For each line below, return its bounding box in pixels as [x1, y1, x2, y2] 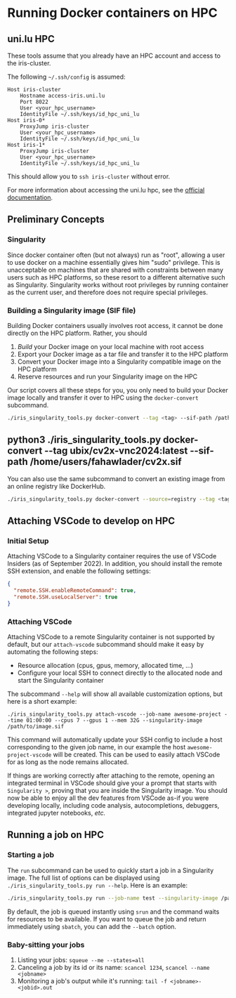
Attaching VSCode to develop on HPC [7, 515, 176, 527]
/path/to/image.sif [7, 723, 65, 730]
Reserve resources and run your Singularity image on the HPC [17, 372, 198, 381]
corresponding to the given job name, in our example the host [7, 743, 186, 751]
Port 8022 [20, 98, 49, 105]
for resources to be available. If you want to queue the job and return [7, 914, 206, 923]
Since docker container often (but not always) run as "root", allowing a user [7, 251, 225, 259]
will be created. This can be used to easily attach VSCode [53, 750, 221, 759]
